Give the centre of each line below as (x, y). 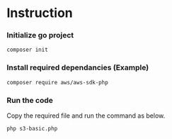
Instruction (40, 13)
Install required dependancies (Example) (78, 67)
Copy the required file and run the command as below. (86, 116)
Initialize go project (40, 35)
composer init (28, 50)
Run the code (30, 100)
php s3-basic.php (32, 129)
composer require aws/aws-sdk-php (58, 82)
